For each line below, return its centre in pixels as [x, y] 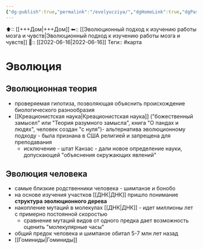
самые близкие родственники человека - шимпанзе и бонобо [95, 188]
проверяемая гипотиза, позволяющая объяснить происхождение [100, 103]
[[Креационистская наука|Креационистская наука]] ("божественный [104, 116]
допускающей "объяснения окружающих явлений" [90, 154]
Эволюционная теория [52, 89]
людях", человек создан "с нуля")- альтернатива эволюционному [100, 129]
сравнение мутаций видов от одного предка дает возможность [106, 221]
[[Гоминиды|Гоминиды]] [46, 240]
